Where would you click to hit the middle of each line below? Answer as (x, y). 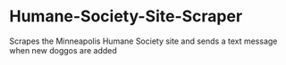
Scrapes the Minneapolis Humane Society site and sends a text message (143, 41)
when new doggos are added (63, 50)
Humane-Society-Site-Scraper (126, 16)
